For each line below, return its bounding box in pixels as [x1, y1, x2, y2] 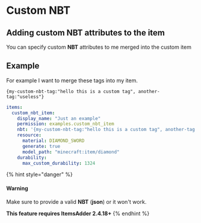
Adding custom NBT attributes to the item [6, 28, 165, 38]
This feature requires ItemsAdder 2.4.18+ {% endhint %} [6, 210, 150, 217]
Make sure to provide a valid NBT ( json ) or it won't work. [6, 198, 147, 205]
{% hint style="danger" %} [6, 171, 73, 178]
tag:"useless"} [6, 94, 45, 100]
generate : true [22, 143, 61, 149]
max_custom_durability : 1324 [22, 160, 96, 166]
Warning [6, 185, 28, 192]
